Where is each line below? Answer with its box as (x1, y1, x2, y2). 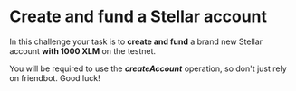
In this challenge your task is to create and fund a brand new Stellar (9, 36, 263, 47)
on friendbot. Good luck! (9, 72, 101, 83)
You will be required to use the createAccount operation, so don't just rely (9, 63, 287, 74)
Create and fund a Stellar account (9, 6, 268, 27)
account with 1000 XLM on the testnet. (9, 45, 157, 56)
